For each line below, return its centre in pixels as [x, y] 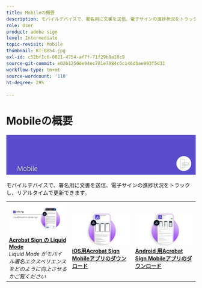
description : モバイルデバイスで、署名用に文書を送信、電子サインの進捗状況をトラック [102, 19]
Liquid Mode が [28, 254]
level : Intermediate [32, 38]
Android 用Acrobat [159, 251]
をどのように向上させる [38, 269]
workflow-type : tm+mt [33, 70]
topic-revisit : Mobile [35, 44]
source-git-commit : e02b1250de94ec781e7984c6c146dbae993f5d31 [86, 63]
